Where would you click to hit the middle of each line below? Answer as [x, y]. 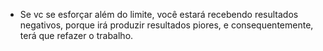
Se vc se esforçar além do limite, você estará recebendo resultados [159, 14]
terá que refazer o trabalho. [76, 35]
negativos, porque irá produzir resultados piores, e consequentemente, [166, 25]
